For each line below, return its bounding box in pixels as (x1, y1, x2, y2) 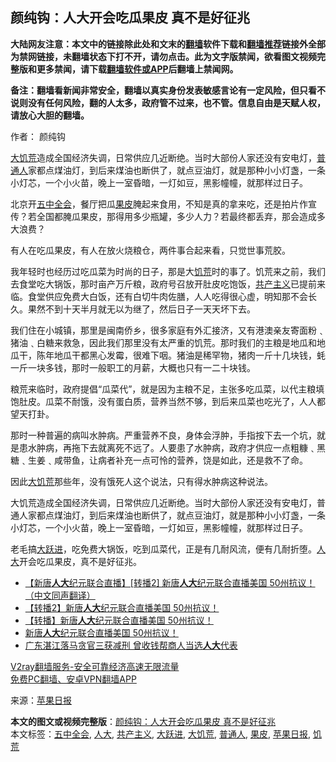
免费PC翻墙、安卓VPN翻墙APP (10, 673, 137, 685)
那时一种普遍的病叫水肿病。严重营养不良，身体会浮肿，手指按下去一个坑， (10, 429, 317, 441)
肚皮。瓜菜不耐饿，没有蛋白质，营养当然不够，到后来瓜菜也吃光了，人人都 (18, 395, 326, 407)
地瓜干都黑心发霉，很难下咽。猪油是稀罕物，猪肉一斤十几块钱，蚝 (53, 349, 326, 361)
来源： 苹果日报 (10, 694, 72, 706)
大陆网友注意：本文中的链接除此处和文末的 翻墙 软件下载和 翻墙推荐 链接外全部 (10, 38, 326, 50)
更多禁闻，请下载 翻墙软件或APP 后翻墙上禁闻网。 (36, 63, 239, 75)
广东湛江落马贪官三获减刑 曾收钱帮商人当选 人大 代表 (24, 639, 238, 651)
